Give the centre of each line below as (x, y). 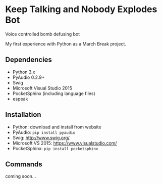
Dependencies (29, 60)
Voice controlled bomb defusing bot (43, 34)
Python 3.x (24, 72)
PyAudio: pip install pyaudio (44, 132)
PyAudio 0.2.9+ (29, 77)
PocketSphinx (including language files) (54, 93)
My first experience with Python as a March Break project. (66, 43)
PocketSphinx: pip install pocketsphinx (55, 148)
